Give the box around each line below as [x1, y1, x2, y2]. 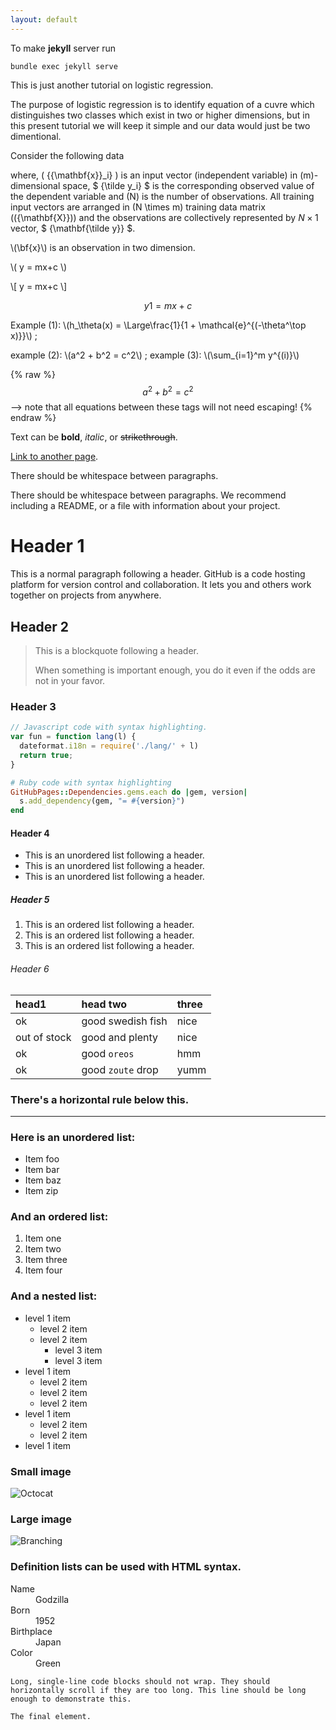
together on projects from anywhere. [10, 589, 162, 601]
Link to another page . [10, 451, 99, 463]
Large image [10, 1512, 72, 1526]
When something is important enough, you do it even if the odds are [34, 664, 316, 676]
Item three [24, 1254, 68, 1266]
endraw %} [10, 412, 57, 424]
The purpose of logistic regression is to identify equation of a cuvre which [10, 98, 315, 110]
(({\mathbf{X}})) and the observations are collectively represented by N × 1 [10, 211, 319, 223]
